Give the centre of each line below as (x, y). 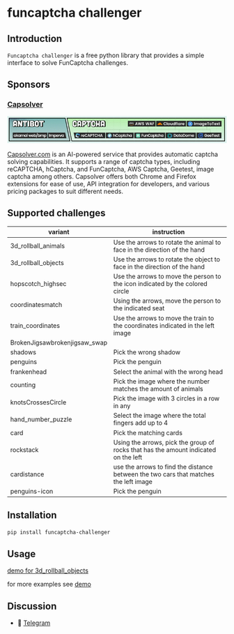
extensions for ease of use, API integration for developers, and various (109, 183)
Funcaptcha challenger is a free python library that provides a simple (106, 55)
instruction (169, 232)
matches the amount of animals (158, 388)
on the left (128, 457)
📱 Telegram (34, 623)
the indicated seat (139, 308)
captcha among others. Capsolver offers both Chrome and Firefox (102, 176)
